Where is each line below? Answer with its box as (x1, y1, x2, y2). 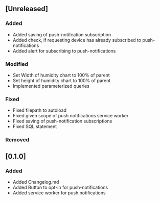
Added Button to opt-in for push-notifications (12, 184, 108, 190)
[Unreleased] (5, 5, 49, 13)
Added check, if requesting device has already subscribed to (12, 37, 142, 43)
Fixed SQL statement (12, 123, 57, 130)
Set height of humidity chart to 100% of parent (12, 77, 111, 84)
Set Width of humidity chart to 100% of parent (12, 72, 110, 78)
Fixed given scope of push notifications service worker (12, 113, 129, 119)
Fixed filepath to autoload (12, 107, 67, 113)
